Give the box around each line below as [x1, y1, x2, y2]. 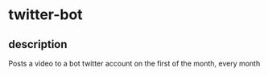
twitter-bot [8, 6, 83, 24]
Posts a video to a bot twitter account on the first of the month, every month [8, 58, 261, 68]
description [8, 38, 68, 51]
